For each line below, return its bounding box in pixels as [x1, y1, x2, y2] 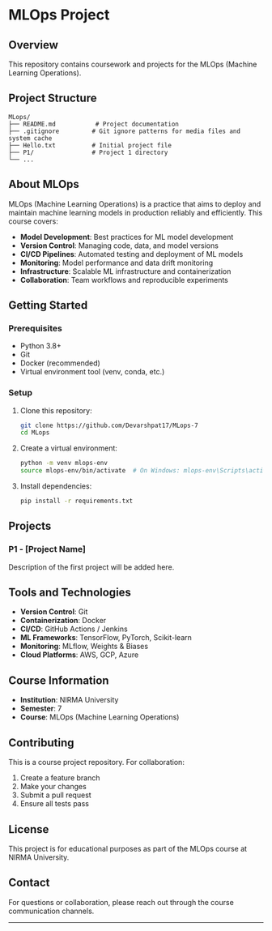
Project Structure [8, 92, 97, 105]
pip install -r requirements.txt [19, 497, 134, 506]
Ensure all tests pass [19, 799, 89, 809]
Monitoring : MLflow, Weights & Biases [19, 642, 148, 651]
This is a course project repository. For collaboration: [8, 758, 185, 767]
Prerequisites [8, 322, 62, 334]
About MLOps [8, 177, 79, 191]
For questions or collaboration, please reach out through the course [8, 897, 235, 907]
